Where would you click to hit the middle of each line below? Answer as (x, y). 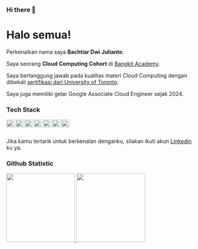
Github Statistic (30, 164)
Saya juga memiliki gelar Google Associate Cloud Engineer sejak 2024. (95, 93)
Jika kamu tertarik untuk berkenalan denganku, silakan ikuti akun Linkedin (99, 141)
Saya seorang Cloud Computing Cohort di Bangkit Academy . (83, 63)
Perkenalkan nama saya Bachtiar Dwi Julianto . (65, 52)
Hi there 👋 (21, 10)
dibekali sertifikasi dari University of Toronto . (62, 82)
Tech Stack (23, 109)
